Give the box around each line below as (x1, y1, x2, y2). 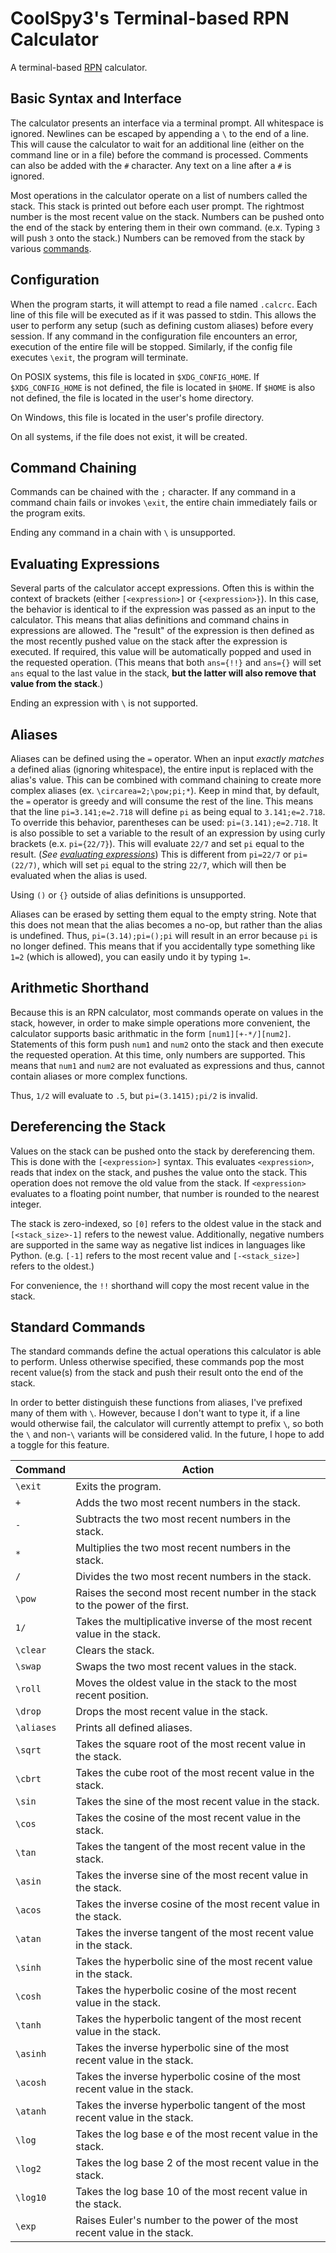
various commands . (10, 242, 92, 254)
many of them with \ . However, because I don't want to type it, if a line (10, 1407, 301, 1419)
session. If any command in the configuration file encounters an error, (10, 330, 298, 342)
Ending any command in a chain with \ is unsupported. (10, 527, 236, 539)
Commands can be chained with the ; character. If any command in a (10, 486, 297, 498)
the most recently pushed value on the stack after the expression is (10, 635, 288, 647)
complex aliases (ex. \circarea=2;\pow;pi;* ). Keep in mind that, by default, (10, 785, 320, 796)
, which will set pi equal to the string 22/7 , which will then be (36, 859, 287, 871)
